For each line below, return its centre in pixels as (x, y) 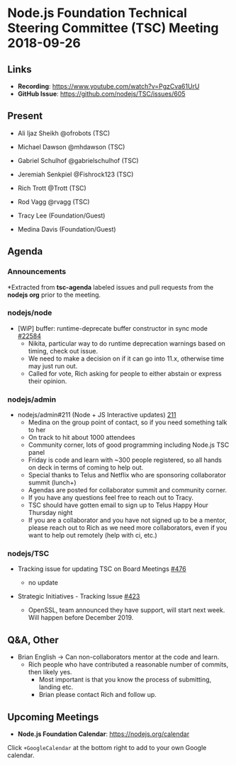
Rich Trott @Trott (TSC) (52, 188)
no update (43, 583)
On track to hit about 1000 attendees (82, 438)
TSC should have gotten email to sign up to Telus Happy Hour (118, 505)
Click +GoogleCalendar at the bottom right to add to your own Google (107, 748)
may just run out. (53, 365)
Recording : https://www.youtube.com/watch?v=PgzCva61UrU (108, 86)
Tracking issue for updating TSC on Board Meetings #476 (102, 569)
